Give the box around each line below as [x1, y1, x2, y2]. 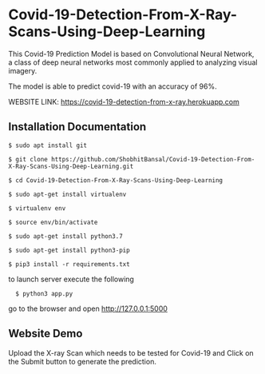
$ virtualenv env [8, 204, 66, 213]
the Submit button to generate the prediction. [8, 356, 157, 366]
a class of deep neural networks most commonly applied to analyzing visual [8, 58, 258, 67]
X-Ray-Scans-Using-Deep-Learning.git [8, 162, 134, 170]
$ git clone [8, 155, 48, 163]
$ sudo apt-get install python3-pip [8, 246, 130, 254]
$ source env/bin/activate [8, 218, 98, 226]
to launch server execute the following [8, 274, 134, 284]
